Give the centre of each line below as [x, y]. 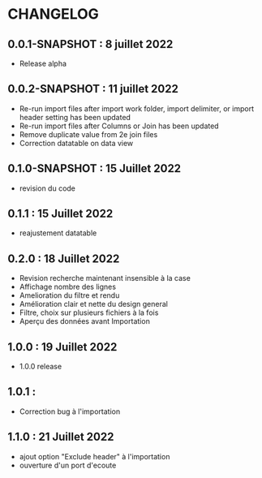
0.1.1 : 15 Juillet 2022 [60, 214]
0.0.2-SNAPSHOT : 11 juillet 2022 [93, 89]
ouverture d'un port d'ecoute [68, 465]
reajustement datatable [58, 233]
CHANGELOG [53, 14]
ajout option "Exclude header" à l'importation [94, 456]
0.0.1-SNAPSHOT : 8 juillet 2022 [90, 44]
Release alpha [43, 63]
